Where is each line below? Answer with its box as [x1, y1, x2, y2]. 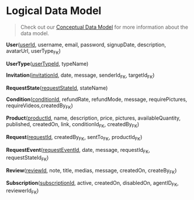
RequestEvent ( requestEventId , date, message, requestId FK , [6, 146, 150, 155]
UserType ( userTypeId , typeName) [6, 60, 89, 67]
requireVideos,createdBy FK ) [6, 101, 73, 110]
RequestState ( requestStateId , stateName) [6, 84, 108, 91]
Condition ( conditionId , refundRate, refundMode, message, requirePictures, [6, 96, 188, 103]
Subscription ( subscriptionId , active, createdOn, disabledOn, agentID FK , [6, 179, 179, 188]
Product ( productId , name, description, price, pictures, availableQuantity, [6, 114, 181, 121]
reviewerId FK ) [6, 187, 39, 195]
